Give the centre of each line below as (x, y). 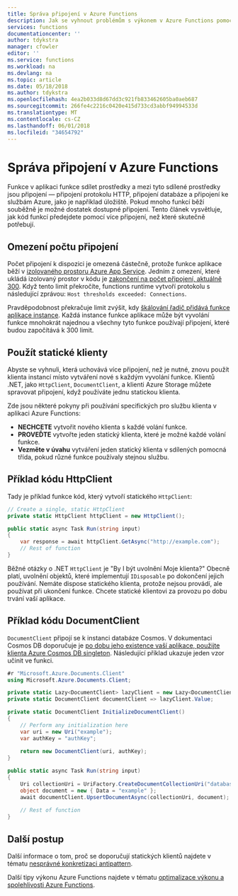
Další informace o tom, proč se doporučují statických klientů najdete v (109, 856)
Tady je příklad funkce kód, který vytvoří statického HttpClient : (100, 496)
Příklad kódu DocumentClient (74, 621)
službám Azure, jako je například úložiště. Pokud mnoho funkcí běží (106, 202)
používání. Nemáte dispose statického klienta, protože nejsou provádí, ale (115, 583)
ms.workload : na (31, 67)
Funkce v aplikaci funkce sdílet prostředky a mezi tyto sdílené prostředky (114, 187)
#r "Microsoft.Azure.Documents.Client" (66, 673)
